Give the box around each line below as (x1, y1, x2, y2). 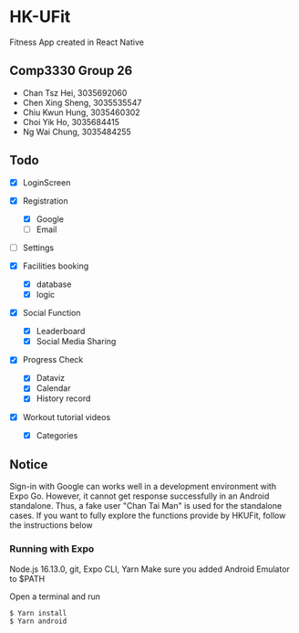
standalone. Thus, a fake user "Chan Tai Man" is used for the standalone (9, 501, 283, 512)
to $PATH (9, 573, 46, 584)
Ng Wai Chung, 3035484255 (22, 126, 132, 137)
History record (36, 393, 91, 404)
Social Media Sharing (36, 336, 117, 347)
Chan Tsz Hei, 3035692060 (22, 87, 128, 98)
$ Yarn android (9, 617, 67, 626)
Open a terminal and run (9, 591, 101, 602)
